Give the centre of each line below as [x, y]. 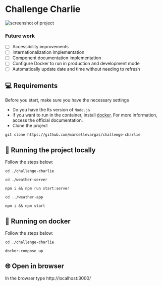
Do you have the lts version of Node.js [51, 110]
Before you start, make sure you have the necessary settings [67, 100]
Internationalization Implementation [48, 52]
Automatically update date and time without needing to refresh [76, 69]
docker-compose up [24, 251]
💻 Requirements [31, 86]
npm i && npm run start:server [37, 189]
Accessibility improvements [40, 47]
